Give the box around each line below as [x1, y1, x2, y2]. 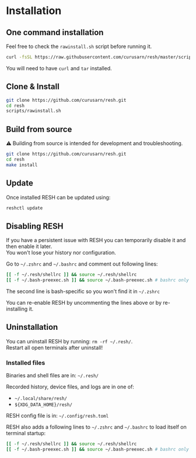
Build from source [6, 124, 72, 134]
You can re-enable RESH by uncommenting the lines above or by [6, 299, 162, 306]
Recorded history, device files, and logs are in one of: [6, 383, 134, 390]
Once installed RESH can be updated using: [6, 194, 111, 201]
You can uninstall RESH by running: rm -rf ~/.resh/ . [6, 338, 133, 345]
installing [6, 305, 28, 312]
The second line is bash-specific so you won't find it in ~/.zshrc [6, 288, 160, 295]
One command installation [6, 27, 104, 37]
